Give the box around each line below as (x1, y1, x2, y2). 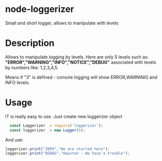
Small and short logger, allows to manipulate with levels (5, 20, 119, 26)
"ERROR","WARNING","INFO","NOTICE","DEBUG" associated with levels (5, 59, 157, 65)
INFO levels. (5, 79, 30, 85)
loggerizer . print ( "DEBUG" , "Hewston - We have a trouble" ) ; (5, 151, 130, 156)
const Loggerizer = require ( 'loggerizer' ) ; (9, 123, 103, 128)
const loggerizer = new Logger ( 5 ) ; (9, 128, 85, 133)
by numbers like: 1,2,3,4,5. (5, 64, 59, 70)
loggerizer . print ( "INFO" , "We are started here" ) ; (5, 146, 110, 152)
